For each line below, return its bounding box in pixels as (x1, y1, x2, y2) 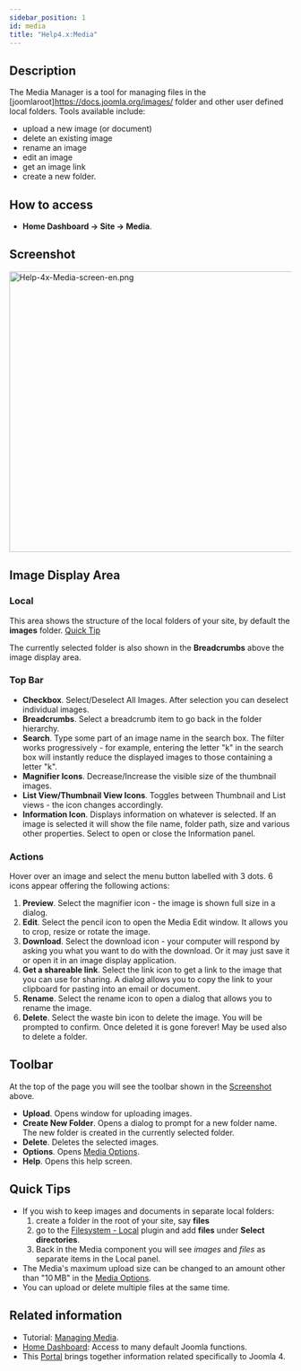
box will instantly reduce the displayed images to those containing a (21, 751, 273, 762)
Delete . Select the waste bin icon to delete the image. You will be (21, 1012, 262, 1024)
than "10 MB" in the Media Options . (21, 1272, 152, 1283)
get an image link (21, 162, 87, 172)
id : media (9, 22, 47, 31)
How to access (9, 197, 94, 212)
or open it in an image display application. (21, 955, 176, 966)
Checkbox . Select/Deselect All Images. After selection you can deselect (21, 694, 289, 705)
